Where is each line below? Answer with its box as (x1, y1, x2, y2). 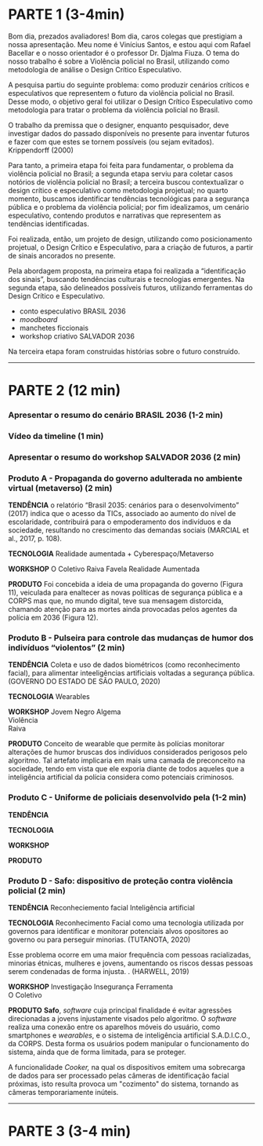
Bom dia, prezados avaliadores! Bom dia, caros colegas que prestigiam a (8, 31, 243, 41)
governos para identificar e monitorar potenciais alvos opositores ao (8, 927, 229, 936)
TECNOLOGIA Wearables (8, 692, 90, 701)
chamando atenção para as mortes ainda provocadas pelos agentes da (8, 605, 237, 614)
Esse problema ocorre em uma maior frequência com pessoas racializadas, (8, 950, 252, 960)
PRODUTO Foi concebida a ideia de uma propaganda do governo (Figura (8, 580, 243, 589)
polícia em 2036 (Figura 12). (8, 613, 99, 622)
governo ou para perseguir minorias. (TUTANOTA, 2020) (8, 935, 191, 944)
